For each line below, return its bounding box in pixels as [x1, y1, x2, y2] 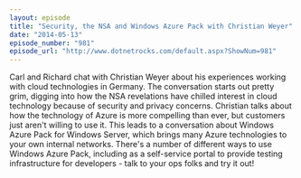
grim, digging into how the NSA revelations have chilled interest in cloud [9, 91, 277, 102]
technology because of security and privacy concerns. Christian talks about [9, 100, 292, 111]
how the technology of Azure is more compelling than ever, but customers [9, 110, 286, 121]
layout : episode [9, 13, 71, 23]
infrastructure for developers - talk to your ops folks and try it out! [9, 158, 255, 169]
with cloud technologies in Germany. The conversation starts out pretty [9, 81, 275, 92]
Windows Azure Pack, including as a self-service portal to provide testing [9, 148, 283, 159]
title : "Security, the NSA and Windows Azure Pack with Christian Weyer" [9, 22, 294, 31]
